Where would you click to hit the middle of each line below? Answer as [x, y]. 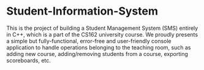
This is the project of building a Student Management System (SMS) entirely [102, 28]
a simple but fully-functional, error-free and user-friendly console [89, 41]
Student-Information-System [82, 11]
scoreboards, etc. [28, 60]
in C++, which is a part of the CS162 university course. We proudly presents [102, 34]
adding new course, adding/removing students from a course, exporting [97, 54]
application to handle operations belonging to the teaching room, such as [99, 47]
